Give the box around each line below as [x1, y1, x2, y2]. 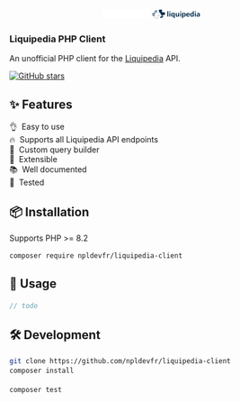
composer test [9, 386, 63, 395]
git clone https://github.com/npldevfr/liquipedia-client [9, 357, 231, 366]
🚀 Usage [9, 276, 57, 292]
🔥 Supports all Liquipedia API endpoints [9, 134, 159, 145]
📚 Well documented [9, 164, 87, 175]
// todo [9, 301, 39, 310]
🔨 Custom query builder [9, 144, 100, 155]
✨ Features [9, 96, 73, 112]
